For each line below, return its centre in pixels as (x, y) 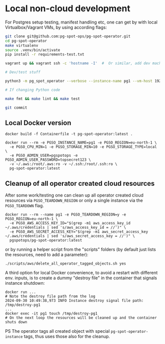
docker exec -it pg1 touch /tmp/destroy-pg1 (51, 314)
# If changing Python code (33, 90)
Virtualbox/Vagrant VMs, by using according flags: (56, 27)
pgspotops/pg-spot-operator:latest (46, 241)
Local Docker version (38, 123)
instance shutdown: (25, 283)
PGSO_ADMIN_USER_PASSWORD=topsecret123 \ (48, 160)
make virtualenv (22, 45)
